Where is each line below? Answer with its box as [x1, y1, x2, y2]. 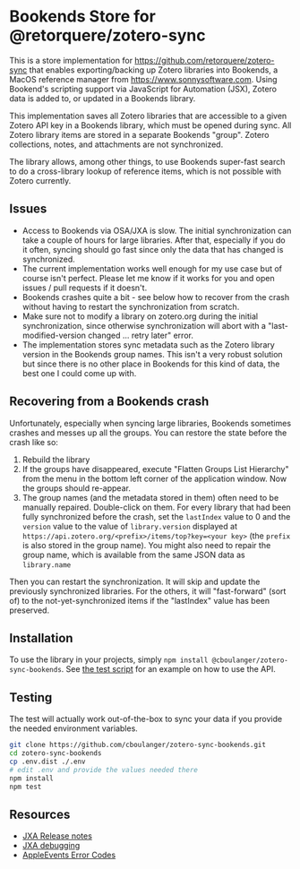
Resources [9, 806, 71, 822]
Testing [9, 690, 53, 705]
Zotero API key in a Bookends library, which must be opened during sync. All [9, 119, 292, 131]
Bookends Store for [9, 6, 157, 27]
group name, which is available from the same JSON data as [21, 549, 245, 560]
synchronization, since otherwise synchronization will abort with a [21, 320, 267, 331]
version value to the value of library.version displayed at [21, 521, 237, 531]
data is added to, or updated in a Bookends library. [9, 92, 196, 104]
